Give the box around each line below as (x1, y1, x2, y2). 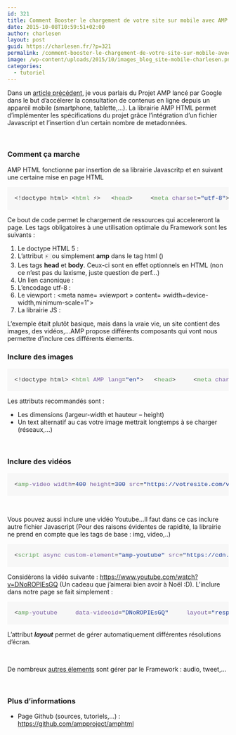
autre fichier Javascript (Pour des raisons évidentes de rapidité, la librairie (7, 523, 221, 531)
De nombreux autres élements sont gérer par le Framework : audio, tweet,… (7, 665, 227, 673)
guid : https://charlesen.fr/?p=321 (7, 43, 112, 50)
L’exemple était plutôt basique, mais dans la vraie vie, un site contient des (7, 319, 220, 328)
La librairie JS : (17, 306, 61, 314)
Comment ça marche (7, 149, 81, 159)
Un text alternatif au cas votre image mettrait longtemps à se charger (17, 418, 218, 426)
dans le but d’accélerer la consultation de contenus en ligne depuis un (7, 96, 211, 104)
